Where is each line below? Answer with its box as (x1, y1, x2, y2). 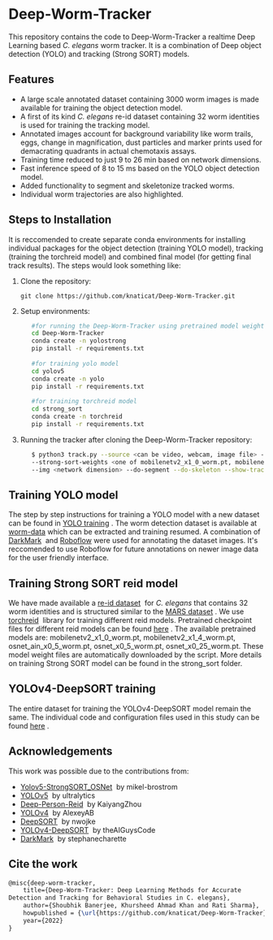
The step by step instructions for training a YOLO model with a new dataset (8, 510, 260, 520)
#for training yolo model (31, 359, 119, 368)
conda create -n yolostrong (31, 337, 127, 346)
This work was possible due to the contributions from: (8, 766, 189, 776)
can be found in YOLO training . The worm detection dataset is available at (8, 518, 258, 529)
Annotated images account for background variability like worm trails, (19, 128, 253, 138)
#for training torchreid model (31, 398, 137, 406)
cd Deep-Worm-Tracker (31, 329, 105, 337)
